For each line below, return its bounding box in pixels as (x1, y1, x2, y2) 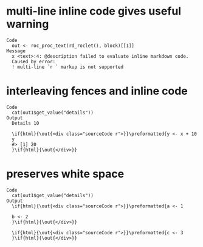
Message (6, 47, 26, 54)
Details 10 (12, 120, 40, 126)
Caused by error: (12, 58, 56, 64)
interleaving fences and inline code (6, 84, 188, 98)
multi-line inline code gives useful (6, 4, 181, 18)
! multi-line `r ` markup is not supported (12, 64, 123, 70)
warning (6, 17, 49, 31)
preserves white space (6, 167, 125, 181)
